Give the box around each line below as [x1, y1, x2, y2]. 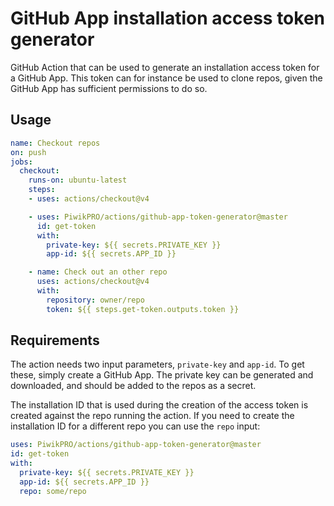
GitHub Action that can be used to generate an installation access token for [10, 61, 320, 73]
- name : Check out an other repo [28, 267, 168, 277]
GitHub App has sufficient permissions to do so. [10, 82, 208, 94]
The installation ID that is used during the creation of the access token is [10, 399, 309, 411]
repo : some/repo [19, 486, 87, 496]
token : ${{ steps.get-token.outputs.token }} [46, 304, 240, 314]
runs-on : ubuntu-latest [28, 175, 128, 186]
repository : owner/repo [46, 295, 145, 305]
